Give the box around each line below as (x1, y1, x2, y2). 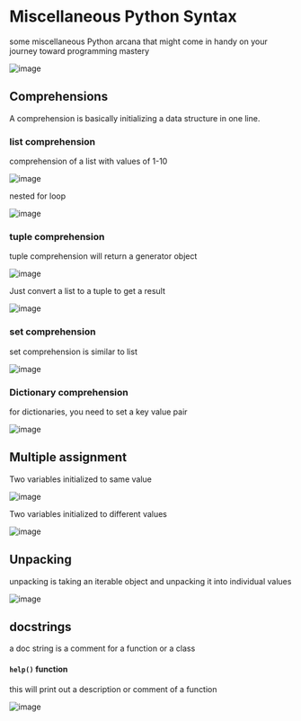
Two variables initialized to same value (9, 474, 153, 485)
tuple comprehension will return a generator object (9, 251, 198, 262)
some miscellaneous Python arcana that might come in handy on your (9, 36, 268, 47)
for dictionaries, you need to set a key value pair (9, 406, 188, 417)
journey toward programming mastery (9, 45, 150, 56)
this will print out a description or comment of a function (9, 683, 217, 694)
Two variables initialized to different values (9, 508, 168, 519)
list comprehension (9, 135, 96, 147)
